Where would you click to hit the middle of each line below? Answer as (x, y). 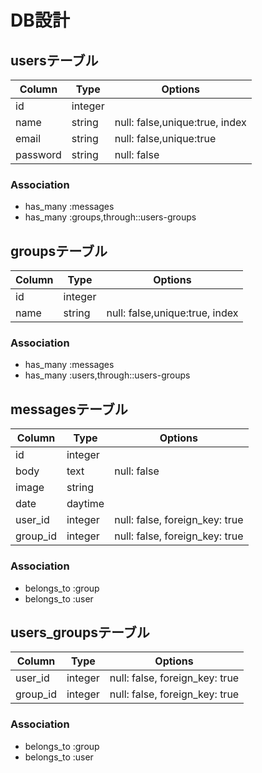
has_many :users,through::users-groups (107, 375)
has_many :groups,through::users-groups (110, 217)
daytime (85, 504)
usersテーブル (54, 60)
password (38, 154)
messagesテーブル (69, 409)
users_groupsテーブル (80, 632)
